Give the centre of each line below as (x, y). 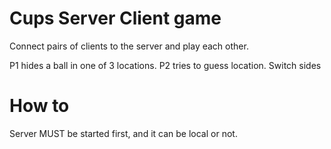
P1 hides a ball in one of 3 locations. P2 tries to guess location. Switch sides (165, 65)
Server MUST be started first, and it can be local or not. (123, 133)
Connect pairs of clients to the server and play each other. (129, 46)
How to (39, 106)
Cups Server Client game (115, 18)
